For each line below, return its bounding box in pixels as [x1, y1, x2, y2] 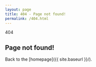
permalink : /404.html [5, 16, 49, 21]
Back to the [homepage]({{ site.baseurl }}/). [5, 56, 92, 62]
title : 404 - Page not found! [5, 12, 66, 17]
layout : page [5, 7, 32, 12]
